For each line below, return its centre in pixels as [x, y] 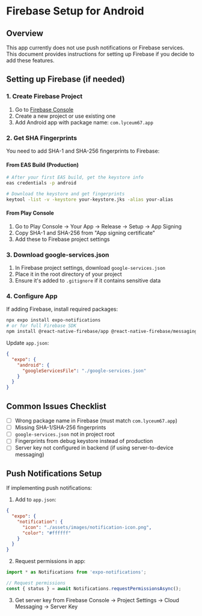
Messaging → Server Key [46, 606]
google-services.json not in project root [65, 435]
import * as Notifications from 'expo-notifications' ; [76, 572]
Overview [25, 33]
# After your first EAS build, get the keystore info [75, 178]
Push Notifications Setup [54, 473]
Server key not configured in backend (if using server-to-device [94, 448]
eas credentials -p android [41, 183]
